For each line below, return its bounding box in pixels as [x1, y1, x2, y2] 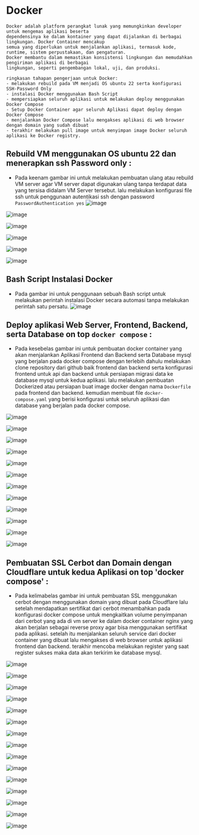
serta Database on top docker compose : [6, 329, 153, 339]
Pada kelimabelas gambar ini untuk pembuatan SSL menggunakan [14, 592, 177, 599]
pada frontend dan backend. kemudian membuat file [14, 390, 144, 397]
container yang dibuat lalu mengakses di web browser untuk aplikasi [14, 637, 183, 644]
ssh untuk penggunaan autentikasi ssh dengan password [14, 193, 154, 200]
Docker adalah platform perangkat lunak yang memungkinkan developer [6, 23, 182, 29]
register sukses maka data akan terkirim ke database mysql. [14, 649, 162, 656]
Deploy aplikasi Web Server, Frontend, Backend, [6, 320, 188, 330]
